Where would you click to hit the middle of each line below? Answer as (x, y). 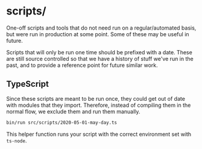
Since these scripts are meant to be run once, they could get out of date (96, 98)
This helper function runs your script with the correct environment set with (99, 134)
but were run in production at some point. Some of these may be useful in (98, 34)
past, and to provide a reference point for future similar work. (82, 65)
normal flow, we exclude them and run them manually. (73, 111)
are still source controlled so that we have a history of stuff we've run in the (100, 59)
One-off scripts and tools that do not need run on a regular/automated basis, (101, 28)
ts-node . (17, 141)
